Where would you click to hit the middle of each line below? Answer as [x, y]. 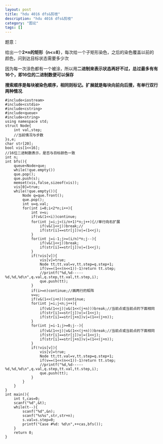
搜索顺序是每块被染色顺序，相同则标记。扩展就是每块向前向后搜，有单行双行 [81, 85]
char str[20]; [19, 144]
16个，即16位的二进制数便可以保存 [40, 75]
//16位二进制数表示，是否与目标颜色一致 [40, 153]
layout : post [18, 9]
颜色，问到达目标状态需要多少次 [37, 58]
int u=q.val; [36, 204]
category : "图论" [22, 23]
